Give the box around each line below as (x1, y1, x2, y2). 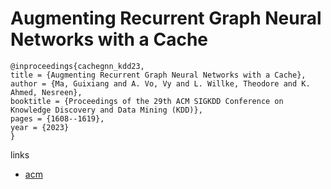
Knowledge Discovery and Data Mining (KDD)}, (10, 105, 203, 115)
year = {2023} (10, 122, 70, 132)
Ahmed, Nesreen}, (10, 87, 83, 97)
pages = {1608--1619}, (10, 113, 105, 124)
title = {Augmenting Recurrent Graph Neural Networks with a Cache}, (10, 70, 307, 80)
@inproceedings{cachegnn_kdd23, (10, 61, 145, 71)
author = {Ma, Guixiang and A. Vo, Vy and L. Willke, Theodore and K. (10, 78, 311, 89)
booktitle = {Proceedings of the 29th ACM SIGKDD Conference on (10, 96, 284, 106)
